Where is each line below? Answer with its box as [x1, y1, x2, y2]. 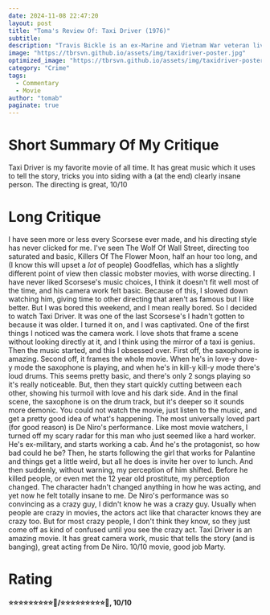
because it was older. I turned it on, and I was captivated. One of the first [8, 320, 250, 330]
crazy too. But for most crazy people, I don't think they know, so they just [8, 516, 251, 526]
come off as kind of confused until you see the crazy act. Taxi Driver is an [8, 525, 252, 535]
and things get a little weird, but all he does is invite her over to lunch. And [8, 457, 253, 466]
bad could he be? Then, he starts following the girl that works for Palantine [8, 448, 256, 457]
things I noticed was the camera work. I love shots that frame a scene [8, 329, 239, 338]
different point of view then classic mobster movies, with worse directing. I [8, 269, 256, 278]
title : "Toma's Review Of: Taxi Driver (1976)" [8, 27, 171, 35]
